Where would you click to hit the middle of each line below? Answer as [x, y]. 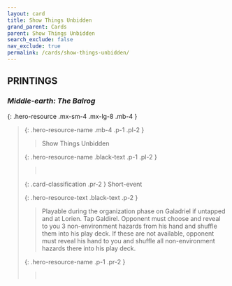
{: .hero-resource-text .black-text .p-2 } [81, 197]
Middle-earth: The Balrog [51, 101]
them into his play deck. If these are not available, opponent [128, 233]
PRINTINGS [32, 81]
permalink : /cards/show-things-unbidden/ [68, 53]
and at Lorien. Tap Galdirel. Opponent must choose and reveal [131, 218]
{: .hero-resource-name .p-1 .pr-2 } [75, 262]
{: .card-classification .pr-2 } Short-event [83, 184]
